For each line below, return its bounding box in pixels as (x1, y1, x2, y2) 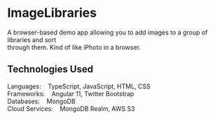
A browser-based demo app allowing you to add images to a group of (7, 28, 208, 36)
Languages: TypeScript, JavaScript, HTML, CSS (7, 82, 151, 91)
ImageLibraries (7, 5, 97, 21)
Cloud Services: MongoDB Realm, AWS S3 (7, 104, 135, 113)
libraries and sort (7, 35, 57, 44)
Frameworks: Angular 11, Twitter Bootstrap (7, 89, 134, 98)
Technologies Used (7, 63, 93, 75)
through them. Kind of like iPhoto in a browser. (7, 43, 141, 51)
